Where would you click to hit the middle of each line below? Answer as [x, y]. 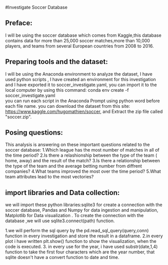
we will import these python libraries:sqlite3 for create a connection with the [84, 205]
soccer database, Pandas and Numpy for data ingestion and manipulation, [82, 210]
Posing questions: [34, 133]
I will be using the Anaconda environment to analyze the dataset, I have [79, 74]
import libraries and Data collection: [62, 193]
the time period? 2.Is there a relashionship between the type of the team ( [81, 155]
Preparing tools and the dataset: [57, 62]
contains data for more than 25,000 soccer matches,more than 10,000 [78, 40]
